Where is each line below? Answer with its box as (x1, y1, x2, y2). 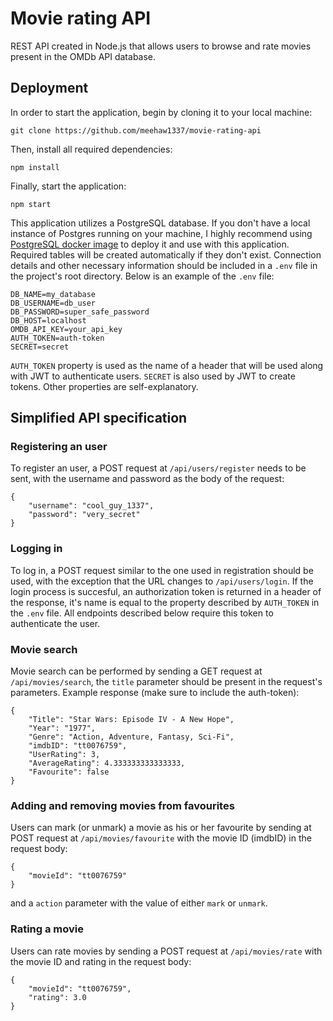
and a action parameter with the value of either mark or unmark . (10, 897, 268, 909)
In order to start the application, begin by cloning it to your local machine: (10, 106, 313, 118)
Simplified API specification (10, 410, 188, 427)
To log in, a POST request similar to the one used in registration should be (10, 564, 314, 576)
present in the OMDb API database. (10, 50, 157, 62)
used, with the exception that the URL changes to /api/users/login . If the (10, 575, 314, 587)
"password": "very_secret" (28, 510, 141, 520)
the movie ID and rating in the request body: (10, 955, 192, 967)
